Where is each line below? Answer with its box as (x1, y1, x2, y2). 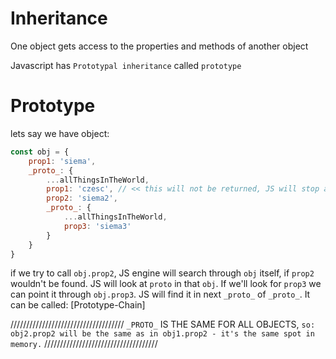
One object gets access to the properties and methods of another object (10, 40, 309, 52)
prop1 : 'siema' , (28, 156, 97, 166)
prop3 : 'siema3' (63, 221, 132, 231)
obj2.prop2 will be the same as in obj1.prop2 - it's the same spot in (10, 329, 315, 339)
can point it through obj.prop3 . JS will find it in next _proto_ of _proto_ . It (10, 288, 311, 301)
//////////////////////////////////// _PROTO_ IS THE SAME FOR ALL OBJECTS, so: (10, 318, 316, 331)
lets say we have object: (10, 127, 110, 139)
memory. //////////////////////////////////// (10, 338, 158, 350)
